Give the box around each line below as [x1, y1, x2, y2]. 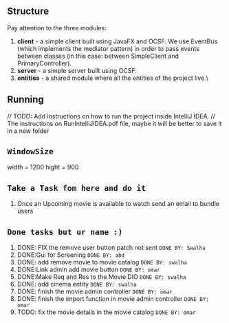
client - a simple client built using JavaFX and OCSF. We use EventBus [17, 37, 218, 45]
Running [7, 94, 45, 105]
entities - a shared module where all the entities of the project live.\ [17, 74, 208, 82]
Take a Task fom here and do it [7, 183, 146, 193]
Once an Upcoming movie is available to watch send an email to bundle [17, 200, 220, 208]
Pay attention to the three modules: [7, 23, 107, 32]
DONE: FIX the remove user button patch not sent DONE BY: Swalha [17, 244, 206, 252]
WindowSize [7, 147, 54, 157]
